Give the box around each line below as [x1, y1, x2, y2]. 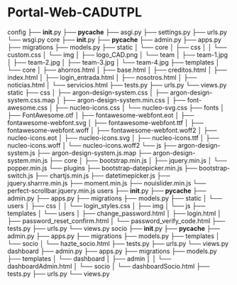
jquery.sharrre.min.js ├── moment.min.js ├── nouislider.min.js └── [7, 178, 206, 187]
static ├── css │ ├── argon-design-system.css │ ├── [7, 88, 169, 97]
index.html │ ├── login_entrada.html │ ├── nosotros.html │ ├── [7, 72, 197, 82]
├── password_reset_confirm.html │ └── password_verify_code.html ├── [7, 216, 226, 225]
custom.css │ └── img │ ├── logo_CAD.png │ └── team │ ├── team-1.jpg [7, 50, 228, 59]
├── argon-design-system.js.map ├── [36, 149, 152, 157]
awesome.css [7, 103, 48, 112]
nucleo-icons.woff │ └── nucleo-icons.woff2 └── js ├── [7, 141, 177, 149]
